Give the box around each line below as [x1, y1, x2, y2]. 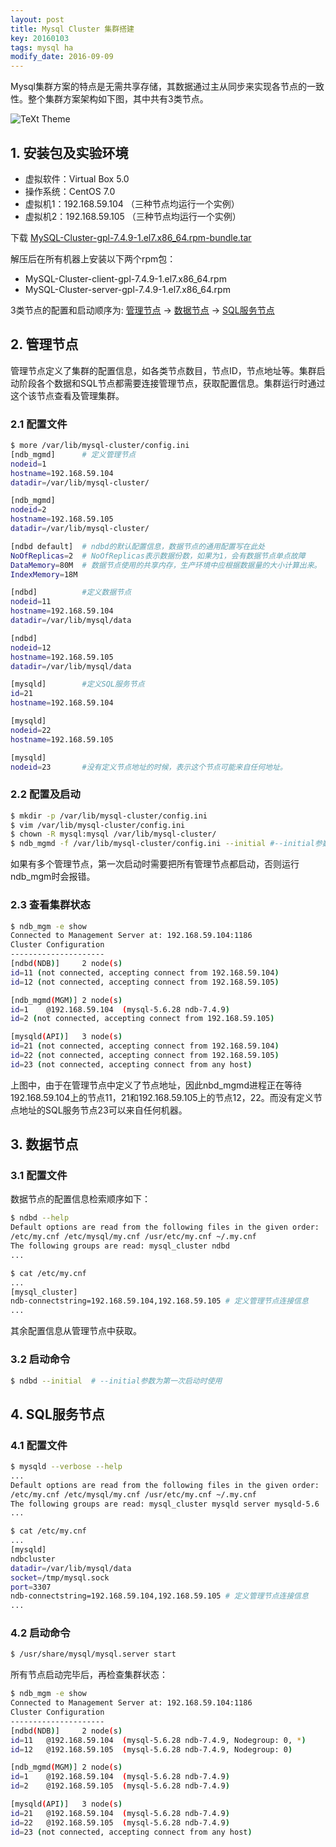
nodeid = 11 [10, 597, 52, 607]
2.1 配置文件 [10, 417, 68, 431]
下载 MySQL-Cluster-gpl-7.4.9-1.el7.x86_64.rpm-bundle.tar [10, 231, 252, 243]
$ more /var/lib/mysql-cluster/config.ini [10, 441, 190, 451]
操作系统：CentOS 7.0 [24, 185, 116, 197]
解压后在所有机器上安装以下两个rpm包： [10, 252, 177, 265]
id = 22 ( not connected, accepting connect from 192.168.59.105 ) [10, 1051, 280, 1061]
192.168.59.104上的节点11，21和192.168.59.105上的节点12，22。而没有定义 [10, 1091, 314, 1103]
